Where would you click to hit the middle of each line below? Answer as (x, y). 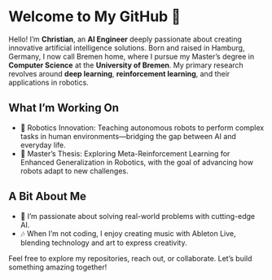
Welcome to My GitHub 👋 (95, 17)
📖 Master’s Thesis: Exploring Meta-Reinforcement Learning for (125, 153)
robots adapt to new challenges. (74, 171)
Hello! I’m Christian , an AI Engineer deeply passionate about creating (125, 39)
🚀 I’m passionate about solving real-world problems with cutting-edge (137, 216)
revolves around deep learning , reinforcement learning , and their (119, 73)
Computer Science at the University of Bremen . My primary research (126, 65)
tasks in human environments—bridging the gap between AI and (128, 136)
